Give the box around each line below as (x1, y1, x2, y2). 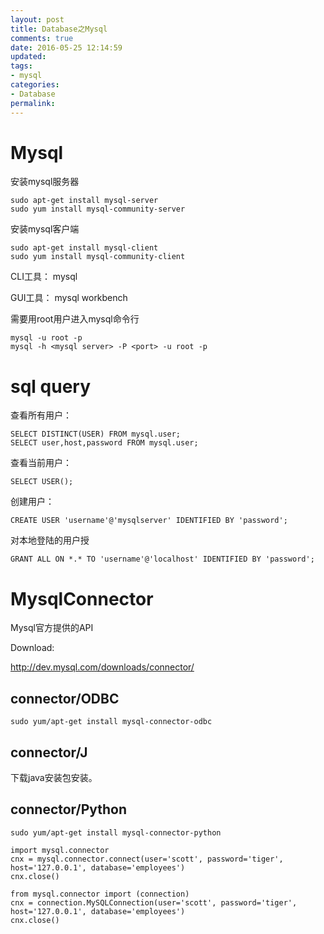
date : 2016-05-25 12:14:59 (10, 42, 123, 53)
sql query (10, 375, 92, 398)
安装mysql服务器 (10, 176, 80, 188)
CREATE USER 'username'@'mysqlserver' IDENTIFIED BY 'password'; (10, 516, 288, 526)
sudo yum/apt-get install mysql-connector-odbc (10, 717, 213, 727)
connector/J (10, 744, 88, 761)
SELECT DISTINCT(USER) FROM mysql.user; (10, 429, 182, 440)
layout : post (10, 14, 65, 25)
